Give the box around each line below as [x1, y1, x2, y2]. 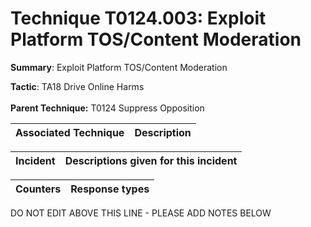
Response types [70, 182, 150, 196]
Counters [15, 182, 62, 196]
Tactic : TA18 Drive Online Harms [10, 80, 145, 92]
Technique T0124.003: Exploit [10, 7, 267, 30]
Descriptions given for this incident [64, 153, 238, 167]
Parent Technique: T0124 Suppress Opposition [10, 102, 205, 114]
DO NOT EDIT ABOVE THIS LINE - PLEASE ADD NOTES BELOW [10, 207, 272, 219]
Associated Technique [15, 125, 125, 139]
